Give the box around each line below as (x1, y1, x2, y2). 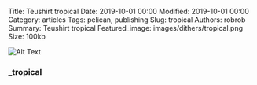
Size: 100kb (8, 31, 46, 41)
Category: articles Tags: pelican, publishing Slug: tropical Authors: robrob (8, 15, 246, 24)
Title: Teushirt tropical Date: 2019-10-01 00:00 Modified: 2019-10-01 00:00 (8, 7, 249, 16)
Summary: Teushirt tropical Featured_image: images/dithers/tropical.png (8, 24, 244, 32)
